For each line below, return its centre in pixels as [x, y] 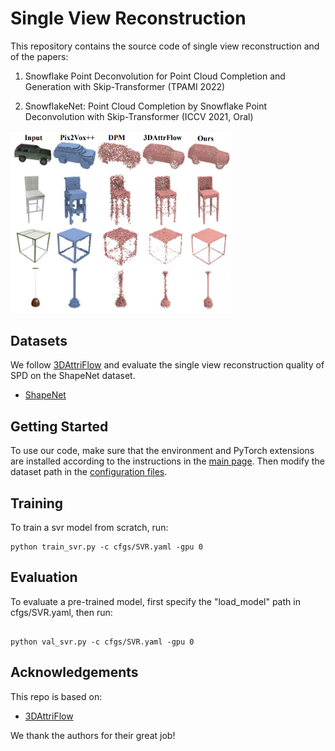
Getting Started [59, 426]
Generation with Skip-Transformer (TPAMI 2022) [125, 86]
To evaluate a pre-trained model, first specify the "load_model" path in [155, 601]
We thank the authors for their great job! [93, 735]
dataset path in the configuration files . [89, 472]
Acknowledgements [74, 672]
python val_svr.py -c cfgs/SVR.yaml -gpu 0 [102, 642]
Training [37, 503]
